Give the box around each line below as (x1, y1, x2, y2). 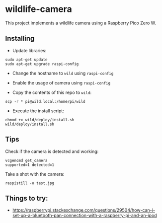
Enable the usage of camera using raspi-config (12, 79, 111, 85)
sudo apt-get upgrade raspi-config (5, 61, 79, 67)
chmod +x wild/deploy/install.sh (5, 117, 75, 122)
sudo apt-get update (5, 57, 48, 62)
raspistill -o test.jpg (5, 180, 55, 186)
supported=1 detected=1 (5, 162, 55, 167)
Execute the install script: (12, 108, 65, 114)
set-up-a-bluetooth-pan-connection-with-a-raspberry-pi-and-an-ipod (12, 213, 158, 219)
